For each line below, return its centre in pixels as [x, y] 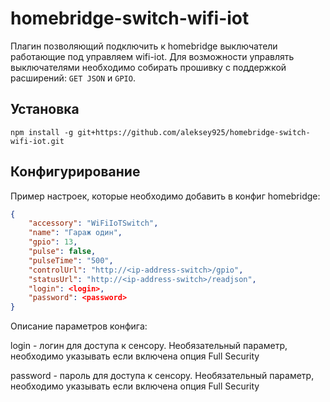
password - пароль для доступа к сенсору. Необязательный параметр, [162, 376]
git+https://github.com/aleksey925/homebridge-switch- [194, 132]
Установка [45, 109]
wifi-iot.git [37, 141]
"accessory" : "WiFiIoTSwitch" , [93, 223]
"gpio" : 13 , [53, 242]
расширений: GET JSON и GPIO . [73, 78]
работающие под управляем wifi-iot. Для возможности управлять [152, 56]
